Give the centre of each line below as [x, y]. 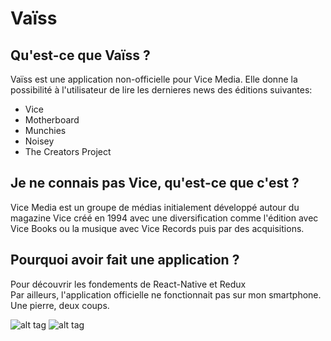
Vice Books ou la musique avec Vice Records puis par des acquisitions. [157, 228]
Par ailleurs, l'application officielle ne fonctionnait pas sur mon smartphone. [166, 294]
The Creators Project [68, 151]
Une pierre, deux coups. [60, 305]
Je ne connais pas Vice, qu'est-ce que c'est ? [155, 183]
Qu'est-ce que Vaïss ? [80, 55]
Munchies [45, 130]
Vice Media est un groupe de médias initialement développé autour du [155, 207]
